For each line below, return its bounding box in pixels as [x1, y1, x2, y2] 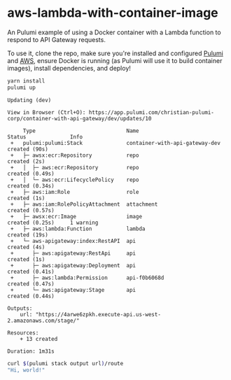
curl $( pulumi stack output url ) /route [7, 360, 124, 367]
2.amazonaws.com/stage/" [7, 317, 80, 324]
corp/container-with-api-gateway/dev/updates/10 [7, 115, 152, 122]
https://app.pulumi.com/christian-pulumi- [88, 108, 215, 116]
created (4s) [7, 244, 45, 251]
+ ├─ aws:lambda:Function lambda [10, 225, 146, 232]
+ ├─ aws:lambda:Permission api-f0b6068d [10, 274, 164, 281]
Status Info [7, 133, 83, 141]
